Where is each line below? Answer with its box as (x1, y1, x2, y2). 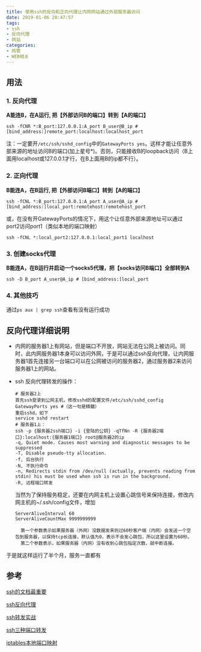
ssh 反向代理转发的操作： (14, 378, 78, 385)
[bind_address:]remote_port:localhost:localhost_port (6, 129, 144, 135)
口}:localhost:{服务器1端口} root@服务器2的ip (14, 434, 125, 440)
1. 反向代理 (6, 97, 37, 105)
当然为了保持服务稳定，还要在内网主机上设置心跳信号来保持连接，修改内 (14, 491, 194, 499)
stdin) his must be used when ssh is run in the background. (14, 474, 172, 480)
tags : (6, 20, 20, 26)
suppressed (14, 445, 43, 451)
